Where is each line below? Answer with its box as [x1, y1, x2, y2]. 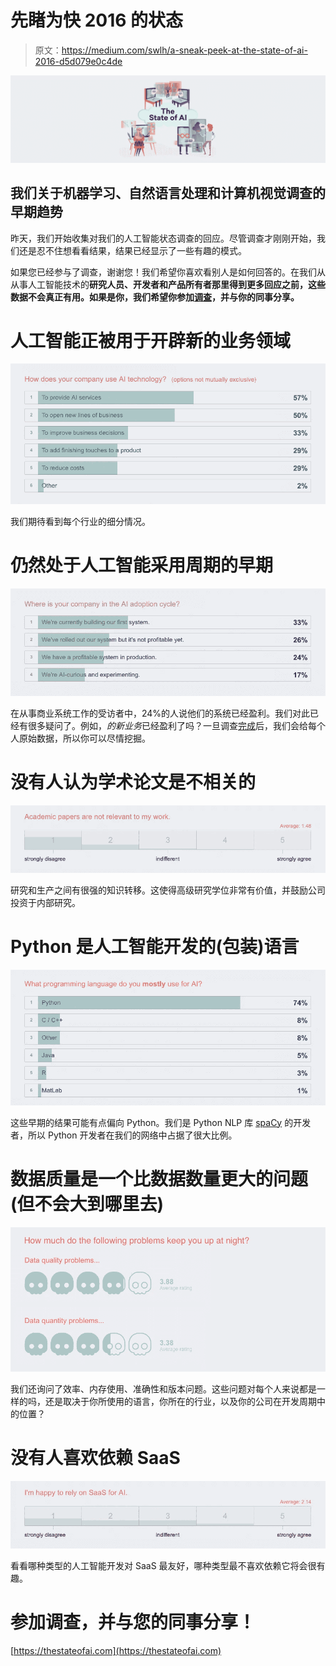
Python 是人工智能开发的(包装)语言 [10, 936, 300, 958]
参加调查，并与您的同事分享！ [10, 1611, 257, 1634]
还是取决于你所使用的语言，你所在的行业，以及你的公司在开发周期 [44, 1396, 317, 1408]
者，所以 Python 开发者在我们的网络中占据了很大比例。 [10, 1129, 238, 1141]
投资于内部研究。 [10, 896, 81, 908]
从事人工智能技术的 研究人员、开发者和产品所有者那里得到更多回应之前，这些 [10, 278, 326, 290]
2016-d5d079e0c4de [34, 55, 123, 67]
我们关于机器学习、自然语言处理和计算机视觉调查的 [10, 185, 326, 202]
